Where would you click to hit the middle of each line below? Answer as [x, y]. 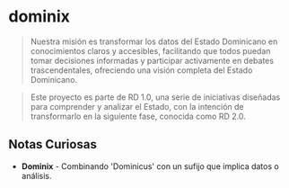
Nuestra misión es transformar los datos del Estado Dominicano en [154, 41]
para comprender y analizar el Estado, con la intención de [137, 106]
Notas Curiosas [53, 144]
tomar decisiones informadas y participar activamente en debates [152, 60]
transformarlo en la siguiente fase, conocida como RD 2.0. [138, 116]
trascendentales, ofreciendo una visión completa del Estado [141, 70]
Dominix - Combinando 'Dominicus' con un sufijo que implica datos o [150, 166]
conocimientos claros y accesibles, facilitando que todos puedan [150, 50]
